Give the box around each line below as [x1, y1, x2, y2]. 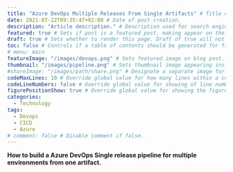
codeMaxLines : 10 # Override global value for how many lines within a [7, 74, 218, 82]
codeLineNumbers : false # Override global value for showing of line [7, 81, 213, 88]
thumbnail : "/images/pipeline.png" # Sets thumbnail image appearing [7, 61, 213, 68]
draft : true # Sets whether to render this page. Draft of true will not [7, 36, 225, 43]
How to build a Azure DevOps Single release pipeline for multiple [7, 151, 197, 160]
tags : [7, 106, 23, 113]
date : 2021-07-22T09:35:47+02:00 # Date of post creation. [7, 17, 182, 23]
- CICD [13, 119, 33, 126]
